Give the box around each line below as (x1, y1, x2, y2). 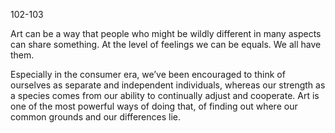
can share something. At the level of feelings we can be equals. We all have (10, 39, 322, 50)
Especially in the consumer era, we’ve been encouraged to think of (10, 69, 286, 80)
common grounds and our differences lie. (10, 111, 181, 123)
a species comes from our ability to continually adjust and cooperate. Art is (10, 90, 320, 101)
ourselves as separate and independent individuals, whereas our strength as (10, 79, 326, 91)
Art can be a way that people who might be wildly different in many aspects (10, 28, 322, 39)
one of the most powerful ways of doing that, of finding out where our (10, 100, 298, 112)
